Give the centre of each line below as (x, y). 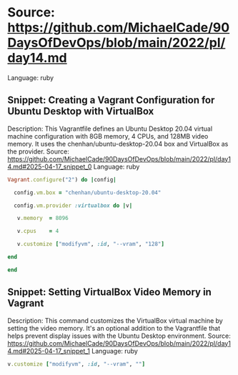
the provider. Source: (38, 151)
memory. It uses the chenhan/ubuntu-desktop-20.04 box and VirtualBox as (118, 144)
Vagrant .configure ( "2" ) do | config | (62, 179)
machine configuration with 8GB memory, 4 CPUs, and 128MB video (108, 136)
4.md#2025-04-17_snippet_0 (50, 166)
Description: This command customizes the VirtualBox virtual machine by (115, 320)
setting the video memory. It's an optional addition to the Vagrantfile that (114, 328)
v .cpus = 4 (38, 231)
